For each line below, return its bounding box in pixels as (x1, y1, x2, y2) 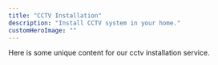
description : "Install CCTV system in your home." (8, 19, 181, 27)
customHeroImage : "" (8, 26, 78, 34)
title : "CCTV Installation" (8, 11, 103, 20)
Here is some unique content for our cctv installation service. (8, 48, 210, 58)
